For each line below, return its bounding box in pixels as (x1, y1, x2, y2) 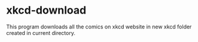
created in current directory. (6, 29, 76, 36)
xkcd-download (6, 4, 87, 17)
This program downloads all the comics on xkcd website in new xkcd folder (6, 23, 192, 30)
